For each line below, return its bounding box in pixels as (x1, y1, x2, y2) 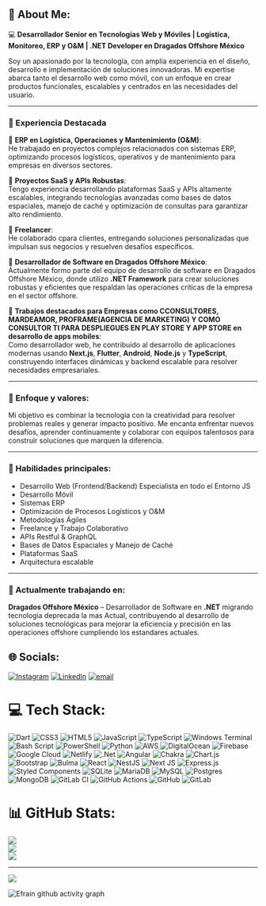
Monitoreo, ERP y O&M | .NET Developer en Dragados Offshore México (8, 40, 245, 50)
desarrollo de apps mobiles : (8, 332, 101, 341)
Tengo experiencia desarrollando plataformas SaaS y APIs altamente (8, 184, 232, 194)
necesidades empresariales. (8, 366, 101, 375)
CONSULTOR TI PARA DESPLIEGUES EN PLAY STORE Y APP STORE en (8, 323, 242, 333)
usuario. (8, 90, 36, 99)
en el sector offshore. (8, 291, 78, 301)
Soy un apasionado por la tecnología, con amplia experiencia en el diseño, (8, 56, 251, 66)
